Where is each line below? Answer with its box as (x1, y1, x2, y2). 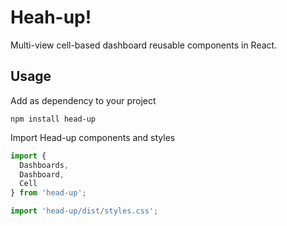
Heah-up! (10, 6, 92, 29)
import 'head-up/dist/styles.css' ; (10, 206, 159, 216)
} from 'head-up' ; (10, 188, 87, 198)
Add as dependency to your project (10, 94, 157, 106)
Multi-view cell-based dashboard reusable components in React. (10, 39, 278, 51)
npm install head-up (10, 114, 97, 124)
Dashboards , (19, 160, 70, 170)
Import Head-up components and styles (10, 131, 176, 143)
